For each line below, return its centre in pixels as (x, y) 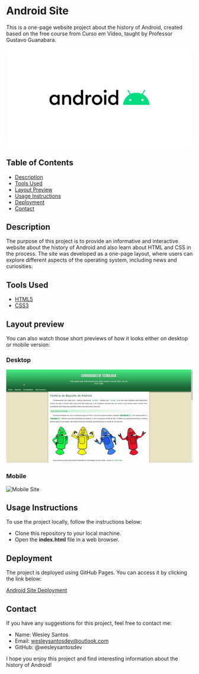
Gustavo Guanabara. (31, 40)
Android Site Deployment (37, 591)
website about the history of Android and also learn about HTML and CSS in (99, 247)
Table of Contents (40, 163)
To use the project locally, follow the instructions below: (74, 522)
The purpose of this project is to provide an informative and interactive (92, 241)
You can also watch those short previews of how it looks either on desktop (97, 338)
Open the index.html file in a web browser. (67, 540)
